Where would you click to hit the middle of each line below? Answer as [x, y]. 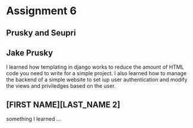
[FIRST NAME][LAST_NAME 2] [63, 105]
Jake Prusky [30, 52]
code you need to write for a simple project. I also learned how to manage [96, 73]
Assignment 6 [42, 11]
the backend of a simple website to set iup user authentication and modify [97, 80]
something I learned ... [34, 119]
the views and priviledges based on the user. [61, 86]
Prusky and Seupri [41, 33]
